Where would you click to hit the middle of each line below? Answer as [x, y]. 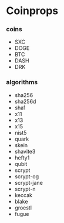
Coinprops [32, 11]
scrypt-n [25, 189]
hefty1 [22, 158]
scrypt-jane [28, 182]
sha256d [25, 101]
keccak [23, 195]
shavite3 [25, 151]
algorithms [22, 82]
